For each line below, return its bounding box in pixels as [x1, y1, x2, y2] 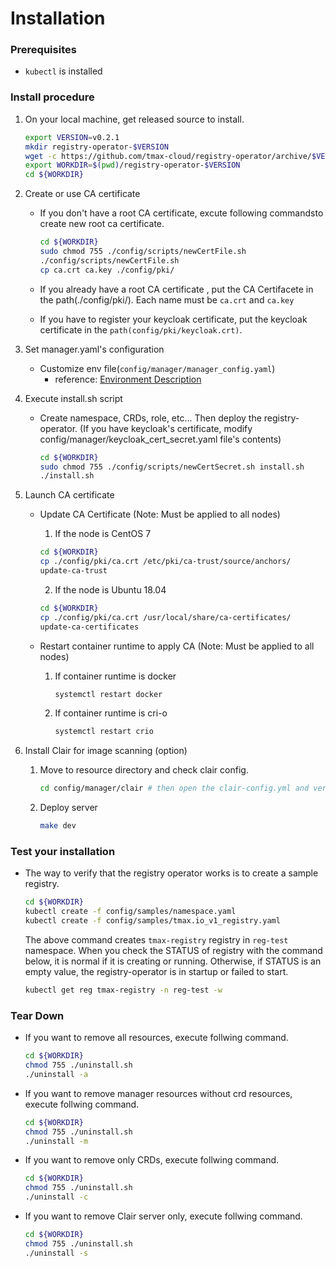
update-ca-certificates [39, 622, 140, 632]
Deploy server [39, 802, 98, 814]
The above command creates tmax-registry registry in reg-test [24, 933, 289, 946]
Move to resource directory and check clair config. [39, 764, 249, 776]
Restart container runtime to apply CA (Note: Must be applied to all [39, 640, 315, 652]
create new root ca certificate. [39, 218, 165, 230]
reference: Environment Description [54, 373, 202, 385]
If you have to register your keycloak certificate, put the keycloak [39, 313, 308, 325]
